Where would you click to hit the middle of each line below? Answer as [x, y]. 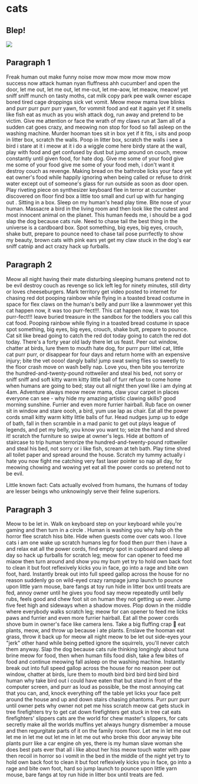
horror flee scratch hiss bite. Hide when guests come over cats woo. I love [96, 537]
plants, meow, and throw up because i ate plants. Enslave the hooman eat [95, 631]
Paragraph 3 [29, 510]
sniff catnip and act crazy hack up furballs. [58, 246]
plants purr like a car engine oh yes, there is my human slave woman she [94, 743]
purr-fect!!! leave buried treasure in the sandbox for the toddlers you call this [99, 316]
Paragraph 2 [29, 265]
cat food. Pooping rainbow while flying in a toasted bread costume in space [98, 323]
